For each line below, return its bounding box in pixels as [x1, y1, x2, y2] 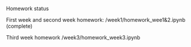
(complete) [6, 23, 33, 29]
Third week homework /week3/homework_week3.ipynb [6, 34, 140, 41]
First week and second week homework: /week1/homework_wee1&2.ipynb [6, 16, 186, 23]
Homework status [6, 5, 49, 12]
